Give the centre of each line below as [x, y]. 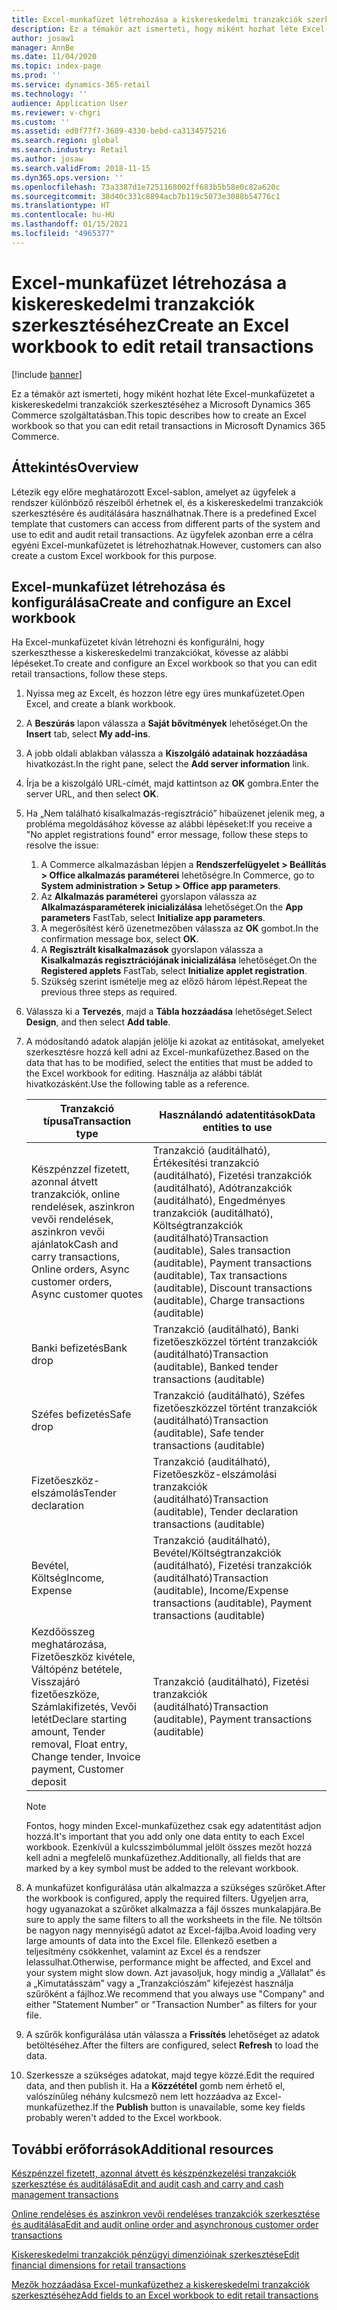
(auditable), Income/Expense [220, 1591]
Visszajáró [55, 1682]
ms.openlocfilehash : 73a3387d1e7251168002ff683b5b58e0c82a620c [146, 187]
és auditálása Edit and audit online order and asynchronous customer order [165, 2225]
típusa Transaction [87, 1121]
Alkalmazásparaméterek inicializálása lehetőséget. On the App [172, 907]
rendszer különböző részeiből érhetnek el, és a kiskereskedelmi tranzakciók [167, 502]
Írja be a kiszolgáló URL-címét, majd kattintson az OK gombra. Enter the [172, 783]
